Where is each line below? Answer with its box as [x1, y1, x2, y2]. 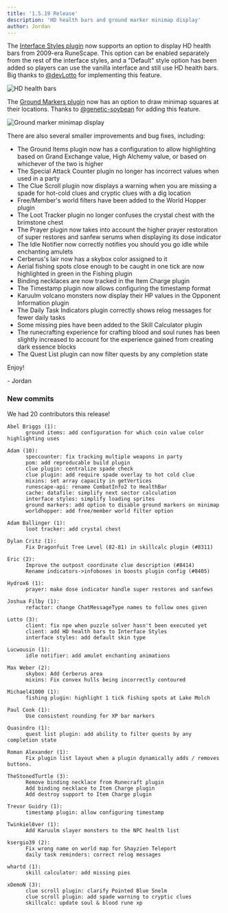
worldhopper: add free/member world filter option [25, 507, 174, 514]
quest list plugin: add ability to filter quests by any [25, 730, 192, 737]
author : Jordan [7, 23, 51, 30]
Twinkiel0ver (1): [7, 821, 60, 828]
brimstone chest [16, 218, 64, 227]
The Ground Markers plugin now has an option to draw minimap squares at [7, 98, 219, 106]
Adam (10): [7, 447, 38, 454]
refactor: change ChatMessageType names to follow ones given [25, 604, 207, 611]
